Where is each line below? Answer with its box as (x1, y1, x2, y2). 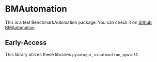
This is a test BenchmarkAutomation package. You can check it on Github (5, 19, 152, 25)
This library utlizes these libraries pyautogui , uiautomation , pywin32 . (5, 51, 140, 57)
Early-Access (5, 39, 47, 47)
